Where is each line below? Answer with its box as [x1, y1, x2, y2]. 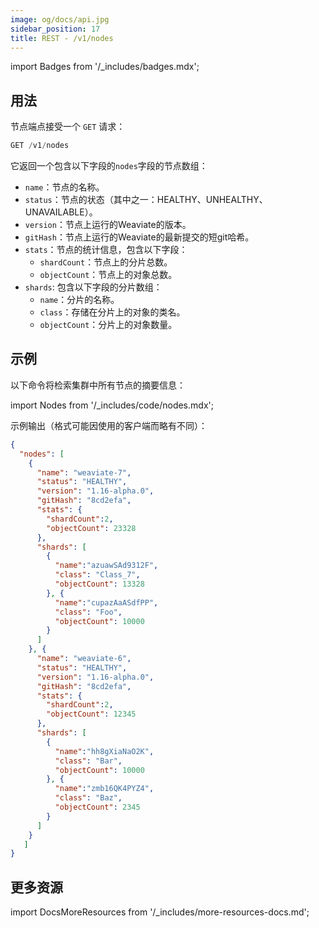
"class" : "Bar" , [54, 756, 123, 766]
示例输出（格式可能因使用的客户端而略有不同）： [10, 419, 208, 431]
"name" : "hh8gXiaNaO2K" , [54, 746, 155, 756]
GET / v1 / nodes [10, 141, 70, 151]
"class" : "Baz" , [54, 793, 123, 803]
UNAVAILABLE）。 [24, 206, 98, 218]
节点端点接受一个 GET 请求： [10, 121, 126, 133]
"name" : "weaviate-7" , [36, 467, 132, 478]
